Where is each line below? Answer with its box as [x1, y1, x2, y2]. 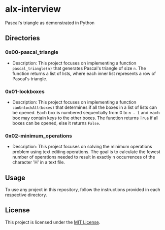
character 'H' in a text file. [12, 159, 65, 165]
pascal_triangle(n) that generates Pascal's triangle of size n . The [12, 65, 146, 71]
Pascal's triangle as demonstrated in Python [5, 20, 95, 26]
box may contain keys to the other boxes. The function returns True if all [12, 115, 159, 121]
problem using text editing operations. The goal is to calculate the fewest [12, 149, 161, 155]
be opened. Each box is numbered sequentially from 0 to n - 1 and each [12, 109, 160, 115]
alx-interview [5, 3, 61, 15]
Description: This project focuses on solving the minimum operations [12, 144, 153, 150]
